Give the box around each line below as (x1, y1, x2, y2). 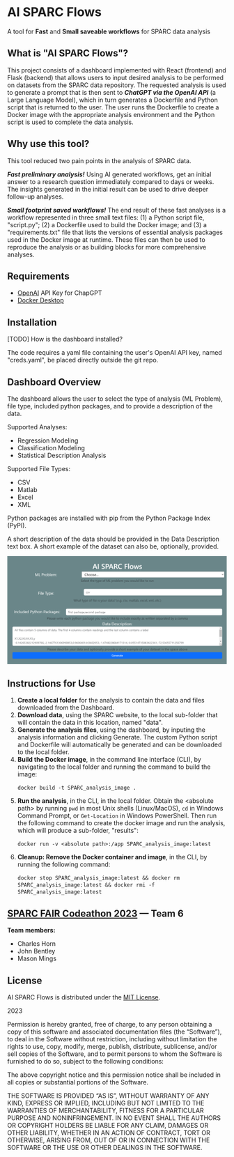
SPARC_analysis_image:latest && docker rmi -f (17, 882, 155, 889)
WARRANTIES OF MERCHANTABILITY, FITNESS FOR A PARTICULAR (7, 1106, 204, 1114)
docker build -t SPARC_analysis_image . (17, 785, 136, 792)
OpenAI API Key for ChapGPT (17, 289, 102, 297)
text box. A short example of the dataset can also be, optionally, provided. (7, 542, 219, 551)
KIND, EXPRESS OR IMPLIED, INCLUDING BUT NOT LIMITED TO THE (7, 1099, 205, 1107)
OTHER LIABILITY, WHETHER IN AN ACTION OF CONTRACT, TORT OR (7, 1128, 210, 1137)
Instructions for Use (7, 677, 96, 689)
